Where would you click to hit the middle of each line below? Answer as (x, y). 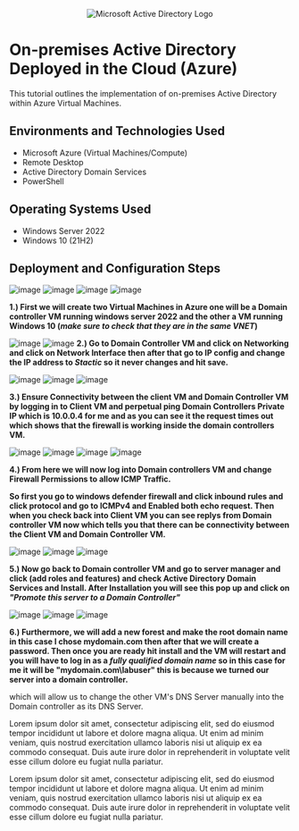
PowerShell (43, 181)
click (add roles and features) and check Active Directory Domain (133, 579)
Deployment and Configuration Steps (115, 268)
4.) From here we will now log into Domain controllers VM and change (141, 470)
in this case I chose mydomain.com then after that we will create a (134, 642)
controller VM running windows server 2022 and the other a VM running (146, 316)
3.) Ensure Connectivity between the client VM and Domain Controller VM (149, 397)
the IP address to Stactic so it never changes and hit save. (119, 363)
